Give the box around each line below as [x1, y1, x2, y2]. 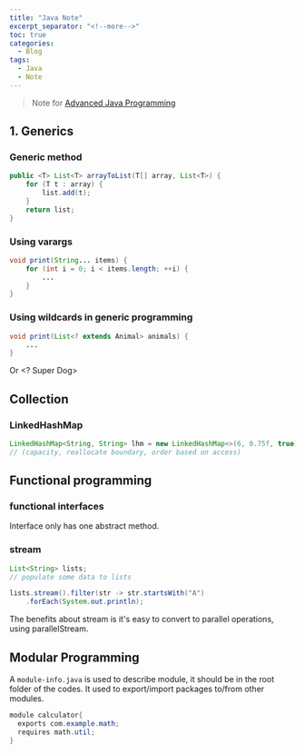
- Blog [17, 47, 43, 56]
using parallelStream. [9, 623, 89, 634]
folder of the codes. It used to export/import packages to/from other [9, 683, 265, 695]
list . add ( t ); [42, 188, 92, 198]
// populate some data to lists [9, 572, 132, 581]
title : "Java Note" [9, 13, 84, 23]
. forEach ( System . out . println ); [25, 597, 144, 607]
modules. [9, 693, 44, 704]
